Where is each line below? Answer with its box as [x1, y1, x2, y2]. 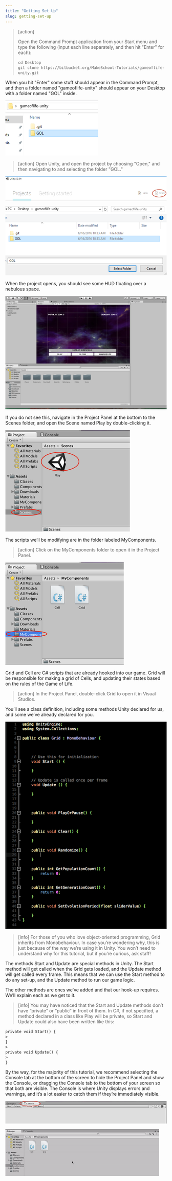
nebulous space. [5, 286, 40, 292]
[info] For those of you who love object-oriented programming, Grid [17, 934, 160, 940]
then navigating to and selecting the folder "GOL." [17, 166, 123, 172]
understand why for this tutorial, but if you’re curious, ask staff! [17, 951, 151, 957]
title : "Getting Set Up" [5, 8, 58, 13]
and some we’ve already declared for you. [5, 711, 94, 717]
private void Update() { [5, 1050, 58, 1055]
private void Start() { [5, 1029, 56, 1035]
